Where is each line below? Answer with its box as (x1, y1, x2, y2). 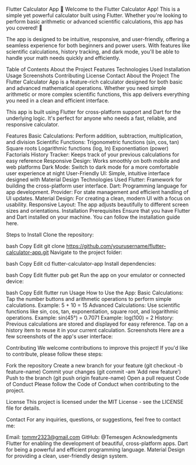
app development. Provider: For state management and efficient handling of (6, 189, 189, 195)
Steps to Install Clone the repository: (6, 231, 94, 238)
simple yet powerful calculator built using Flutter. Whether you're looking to (6, 12, 188, 19)
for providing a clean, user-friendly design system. (6, 453, 128, 459)
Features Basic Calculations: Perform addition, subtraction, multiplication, (6, 132, 183, 139)
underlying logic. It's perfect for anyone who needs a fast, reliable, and (6, 115, 177, 122)
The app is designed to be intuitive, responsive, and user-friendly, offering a (6, 36, 190, 42)
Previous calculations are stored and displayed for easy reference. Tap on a (6, 320, 188, 327)
